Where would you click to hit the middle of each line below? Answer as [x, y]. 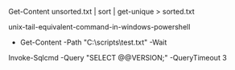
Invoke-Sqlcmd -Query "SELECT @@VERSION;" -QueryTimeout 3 [117, 58]
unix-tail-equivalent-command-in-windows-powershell [99, 27]
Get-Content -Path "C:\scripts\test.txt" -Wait [93, 42]
